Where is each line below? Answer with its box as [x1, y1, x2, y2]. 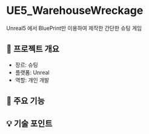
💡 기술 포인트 [6, 118, 53, 129]
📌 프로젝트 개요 [6, 44, 59, 55]
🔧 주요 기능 [6, 96, 45, 106]
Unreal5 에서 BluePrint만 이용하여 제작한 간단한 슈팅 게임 [6, 24, 142, 32]
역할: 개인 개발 [15, 76, 50, 84]
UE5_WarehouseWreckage [6, 4, 144, 18]
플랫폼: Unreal [15, 69, 50, 76]
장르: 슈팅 [15, 61, 38, 69]
